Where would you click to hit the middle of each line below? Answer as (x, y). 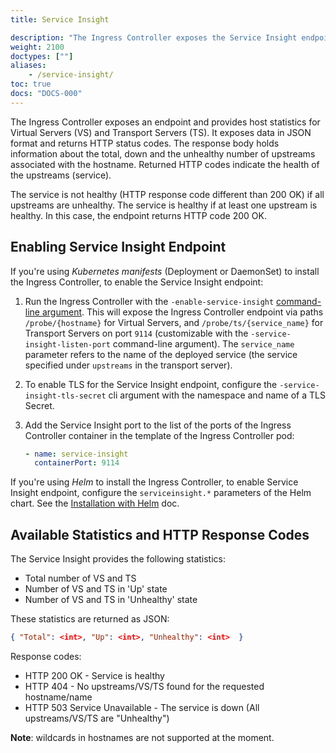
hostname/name (58, 697)
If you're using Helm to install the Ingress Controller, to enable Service (154, 482)
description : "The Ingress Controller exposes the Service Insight (154, 37)
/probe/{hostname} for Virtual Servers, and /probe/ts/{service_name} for (174, 322)
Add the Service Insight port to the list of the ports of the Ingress (158, 425)
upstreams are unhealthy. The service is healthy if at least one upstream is (164, 205)
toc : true (31, 84)
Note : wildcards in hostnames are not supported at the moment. (142, 737)
